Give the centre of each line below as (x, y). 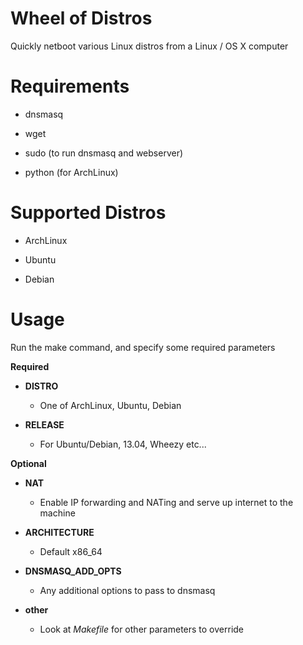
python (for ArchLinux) (71, 172)
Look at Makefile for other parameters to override (142, 629)
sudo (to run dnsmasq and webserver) (104, 153)
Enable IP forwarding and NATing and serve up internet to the (166, 502)
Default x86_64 (71, 551)
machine (57, 513)
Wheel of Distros (81, 18)
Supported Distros (88, 213)
